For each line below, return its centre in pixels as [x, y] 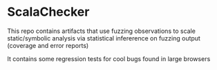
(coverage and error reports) [48, 45]
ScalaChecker [48, 12]
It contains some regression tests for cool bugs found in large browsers [109, 58]
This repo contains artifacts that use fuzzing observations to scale [101, 31]
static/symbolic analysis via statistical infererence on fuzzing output [104, 38]
